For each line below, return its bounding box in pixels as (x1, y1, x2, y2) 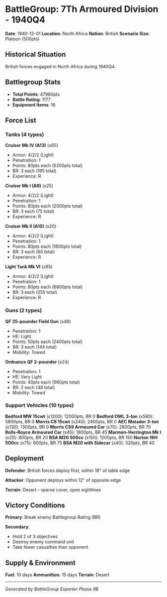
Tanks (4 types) (5, 131, 44, 138)
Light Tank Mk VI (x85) (5, 264, 53, 270)
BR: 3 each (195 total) (12, 168, 57, 174)
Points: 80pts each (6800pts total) (12, 284, 83, 290)
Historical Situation (5, 50, 66, 59)
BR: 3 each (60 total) (12, 249, 55, 255)
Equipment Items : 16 (12, 102, 56, 108)
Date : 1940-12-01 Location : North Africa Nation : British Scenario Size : (5, 30, 150, 36)
